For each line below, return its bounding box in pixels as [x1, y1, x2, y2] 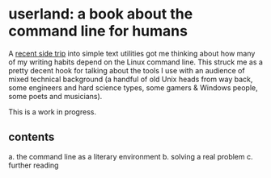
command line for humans [8, 22, 188, 40]
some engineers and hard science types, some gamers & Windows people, [8, 82, 259, 93]
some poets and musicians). [8, 91, 103, 101]
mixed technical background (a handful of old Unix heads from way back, [8, 74, 253, 84]
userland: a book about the [8, 5, 193, 23]
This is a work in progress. [8, 106, 97, 117]
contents [8, 130, 55, 144]
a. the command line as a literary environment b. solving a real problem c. [8, 151, 253, 161]
